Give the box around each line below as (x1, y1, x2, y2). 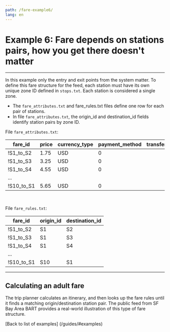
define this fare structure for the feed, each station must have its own (5, 82, 150, 89)
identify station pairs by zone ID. (12, 119, 80, 125)
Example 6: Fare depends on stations (5, 34, 164, 46)
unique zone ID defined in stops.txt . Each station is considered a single (5, 88, 155, 94)
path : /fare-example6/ (5, 7, 53, 13)
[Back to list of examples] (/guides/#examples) (5, 321, 103, 327)
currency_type (57, 141, 94, 148)
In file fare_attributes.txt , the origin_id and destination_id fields (12, 114, 149, 120)
